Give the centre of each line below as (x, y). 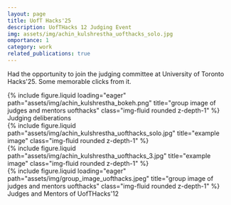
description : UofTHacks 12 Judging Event (70, 27)
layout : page (27, 14)
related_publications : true (49, 54)
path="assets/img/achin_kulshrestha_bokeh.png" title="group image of (112, 102)
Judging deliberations (39, 117)
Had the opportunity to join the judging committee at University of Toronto (116, 74)
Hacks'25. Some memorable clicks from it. (69, 81)
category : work (30, 47)
